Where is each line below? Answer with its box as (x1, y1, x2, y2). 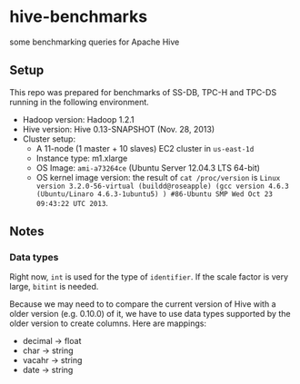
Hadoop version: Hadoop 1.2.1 (22, 113, 135, 124)
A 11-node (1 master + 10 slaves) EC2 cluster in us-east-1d (35, 143, 255, 153)
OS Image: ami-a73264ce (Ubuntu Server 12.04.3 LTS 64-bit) (35, 162, 261, 173)
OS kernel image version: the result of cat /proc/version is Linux (35, 172, 281, 182)
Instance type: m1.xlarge (35, 153, 128, 163)
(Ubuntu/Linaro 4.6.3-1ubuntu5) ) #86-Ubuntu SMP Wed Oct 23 (35, 189, 273, 199)
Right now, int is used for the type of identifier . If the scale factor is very (9, 271, 289, 282)
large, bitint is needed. (9, 281, 99, 292)
